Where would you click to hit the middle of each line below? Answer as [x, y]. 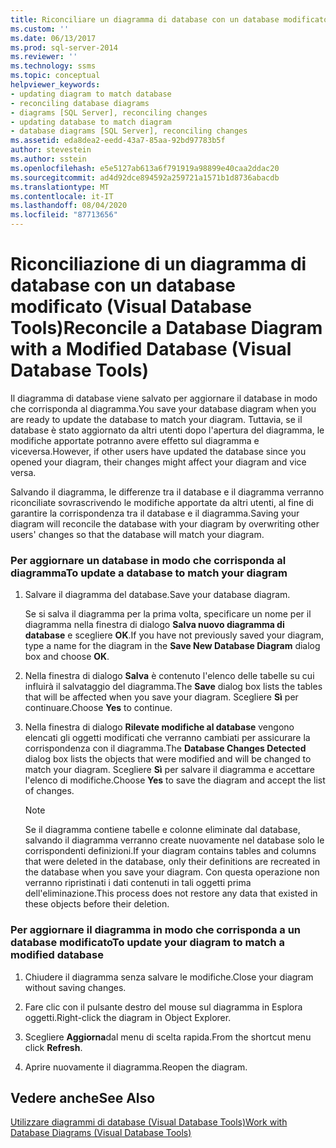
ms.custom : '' [40, 29]
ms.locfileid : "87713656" [64, 215]
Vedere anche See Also [83, 1097]
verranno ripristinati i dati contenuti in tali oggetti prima [138, 883]
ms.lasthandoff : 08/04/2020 [69, 206]
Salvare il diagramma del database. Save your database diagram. [157, 595]
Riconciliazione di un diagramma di [158, 264]
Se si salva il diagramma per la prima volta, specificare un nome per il [168, 614]
